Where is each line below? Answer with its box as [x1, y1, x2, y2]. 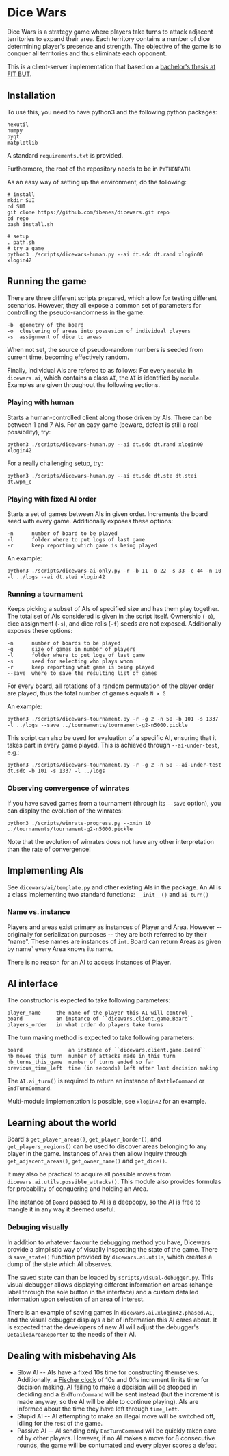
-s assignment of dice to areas [7, 334, 103, 341]
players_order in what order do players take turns [7, 1021, 164, 1028]
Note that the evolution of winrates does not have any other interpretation [7, 837, 214, 846]
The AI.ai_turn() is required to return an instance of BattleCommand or [7, 1076, 205, 1085]
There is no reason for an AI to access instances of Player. [7, 958, 172, 966]
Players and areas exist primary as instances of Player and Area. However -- [7, 923, 222, 931]
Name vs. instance [7, 907, 70, 917]
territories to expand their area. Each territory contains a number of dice [7, 34, 211, 42]
